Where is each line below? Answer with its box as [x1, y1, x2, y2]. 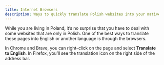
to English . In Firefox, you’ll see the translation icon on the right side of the [5, 50, 155, 56]
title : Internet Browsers [5, 7, 58, 12]
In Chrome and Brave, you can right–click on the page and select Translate [5, 45, 156, 51]
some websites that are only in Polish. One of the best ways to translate [5, 30, 149, 36]
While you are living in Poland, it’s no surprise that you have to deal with [5, 25, 150, 31]
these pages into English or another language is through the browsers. [5, 35, 147, 42]
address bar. [5, 55, 30, 61]
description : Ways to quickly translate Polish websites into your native [5, 12, 161, 17]
